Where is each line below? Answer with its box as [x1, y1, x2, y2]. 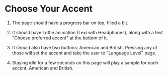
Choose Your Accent [5, 3, 93, 15]
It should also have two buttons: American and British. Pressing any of [12, 44, 158, 50]
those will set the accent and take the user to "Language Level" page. [12, 50, 157, 56]
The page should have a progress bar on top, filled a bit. [12, 20, 129, 26]
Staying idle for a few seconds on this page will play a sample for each [12, 59, 158, 65]
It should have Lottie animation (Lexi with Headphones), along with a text [12, 29, 163, 35]
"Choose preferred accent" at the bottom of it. [12, 35, 108, 41]
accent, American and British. [12, 65, 73, 71]
